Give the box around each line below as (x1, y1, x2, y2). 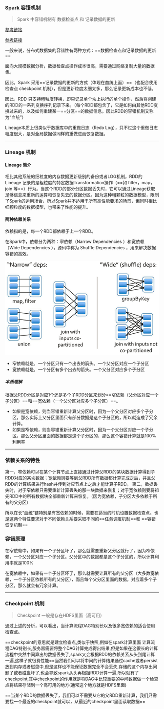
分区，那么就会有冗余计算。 (5, 582, 61, 588)
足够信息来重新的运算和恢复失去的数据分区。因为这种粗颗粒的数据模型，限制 (5, 192, 159, 198)
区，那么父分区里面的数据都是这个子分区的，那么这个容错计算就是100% (12, 432, 156, 438)
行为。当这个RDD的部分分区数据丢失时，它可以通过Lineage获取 (27, 186, 155, 192)
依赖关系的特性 (5, 457, 41, 464)
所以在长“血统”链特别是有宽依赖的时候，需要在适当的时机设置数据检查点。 (5, 510, 155, 516)
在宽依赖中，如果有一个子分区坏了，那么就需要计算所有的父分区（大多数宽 (5, 570, 155, 576)
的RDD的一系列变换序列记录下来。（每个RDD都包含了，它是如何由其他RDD (5, 102, 154, 108)
